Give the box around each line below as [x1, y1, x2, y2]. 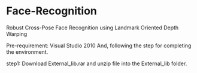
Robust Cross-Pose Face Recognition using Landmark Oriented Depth [6, 24, 179, 31]
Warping [6, 30, 28, 37]
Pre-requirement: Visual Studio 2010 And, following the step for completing [6, 42, 192, 49]
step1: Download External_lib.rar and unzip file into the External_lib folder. [6, 60, 187, 67]
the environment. [6, 48, 49, 55]
